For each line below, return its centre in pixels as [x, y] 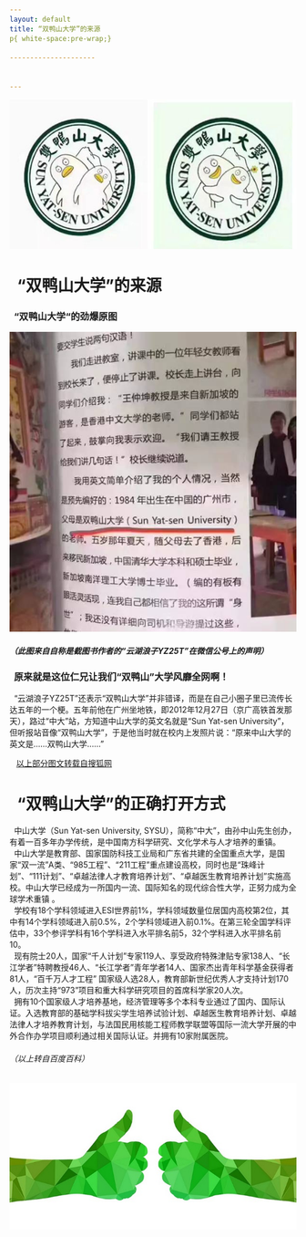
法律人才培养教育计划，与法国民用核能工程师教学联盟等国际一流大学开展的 [149, 1024]
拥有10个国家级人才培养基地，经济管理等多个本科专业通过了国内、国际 [145, 1002]
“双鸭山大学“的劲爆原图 [66, 317]
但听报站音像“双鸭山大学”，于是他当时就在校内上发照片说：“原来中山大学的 [150, 733]
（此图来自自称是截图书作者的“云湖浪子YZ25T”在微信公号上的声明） [139, 650]
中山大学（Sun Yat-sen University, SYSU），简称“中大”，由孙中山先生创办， [155, 831]
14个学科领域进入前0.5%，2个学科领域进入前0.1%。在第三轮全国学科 [154, 922]
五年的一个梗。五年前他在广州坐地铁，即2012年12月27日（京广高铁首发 [151, 710]
